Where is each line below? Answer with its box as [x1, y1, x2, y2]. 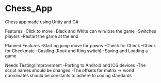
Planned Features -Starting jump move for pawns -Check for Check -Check [5, 42, 156, 48]
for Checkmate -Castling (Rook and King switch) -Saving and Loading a [5, 48, 148, 54]
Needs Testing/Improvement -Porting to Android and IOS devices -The [5, 62, 146, 68]
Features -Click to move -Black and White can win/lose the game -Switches [5, 28, 157, 34]
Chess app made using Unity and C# [5, 19, 79, 25]
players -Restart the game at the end [5, 33, 79, 39]
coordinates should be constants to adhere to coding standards [5, 72, 132, 78]
